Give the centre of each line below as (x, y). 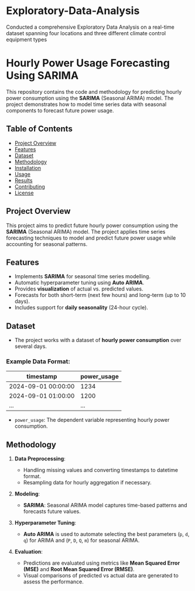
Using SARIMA (42, 76)
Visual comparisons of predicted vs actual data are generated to (101, 576)
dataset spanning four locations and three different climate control (86, 33)
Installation (28, 168)
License (24, 193)
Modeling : (27, 494)
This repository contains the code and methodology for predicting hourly (94, 91)
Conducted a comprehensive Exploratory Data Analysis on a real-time (90, 27)
